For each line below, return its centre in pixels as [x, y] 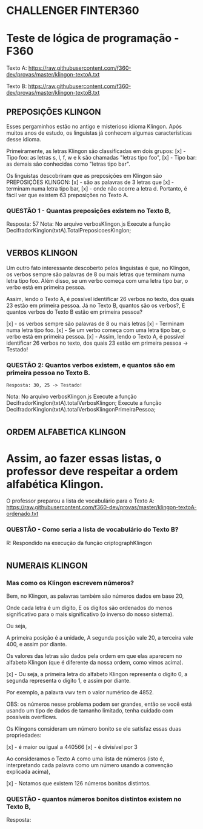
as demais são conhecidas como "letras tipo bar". [68, 164]
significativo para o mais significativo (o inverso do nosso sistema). [90, 614]
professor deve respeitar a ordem [92, 471]
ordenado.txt [22, 514]
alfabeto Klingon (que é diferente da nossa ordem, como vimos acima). [95, 663]
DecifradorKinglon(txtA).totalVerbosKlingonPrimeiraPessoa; [81, 410]
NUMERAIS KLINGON [47, 565]
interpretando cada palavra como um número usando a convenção [90, 765]
